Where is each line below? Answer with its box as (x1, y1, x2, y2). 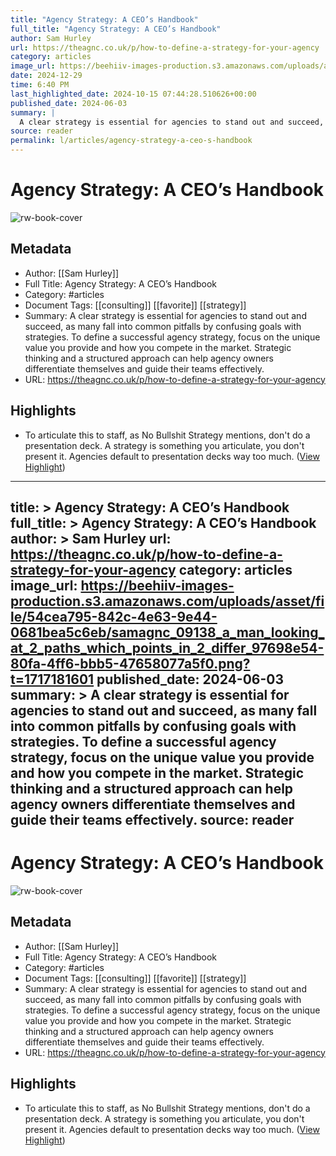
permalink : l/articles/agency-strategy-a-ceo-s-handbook (10, 136, 253, 146)
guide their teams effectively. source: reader (10, 811, 295, 828)
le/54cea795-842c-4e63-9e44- (10, 608, 218, 625)
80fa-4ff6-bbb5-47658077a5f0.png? (10, 655, 251, 672)
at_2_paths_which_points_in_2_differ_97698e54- (10, 639, 325, 656)
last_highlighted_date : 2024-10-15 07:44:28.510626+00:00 (10, 89, 257, 99)
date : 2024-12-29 (10, 71, 83, 81)
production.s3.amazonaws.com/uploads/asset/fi (10, 592, 325, 610)
